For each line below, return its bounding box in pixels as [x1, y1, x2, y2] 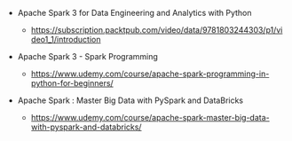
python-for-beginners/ [30, 78, 114, 88]
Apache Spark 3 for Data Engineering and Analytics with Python [17, 8, 252, 18]
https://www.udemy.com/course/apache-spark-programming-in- [30, 68, 270, 79]
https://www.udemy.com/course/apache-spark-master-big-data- [30, 113, 270, 122]
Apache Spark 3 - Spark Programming [17, 51, 158, 61]
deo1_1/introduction [30, 35, 101, 44]
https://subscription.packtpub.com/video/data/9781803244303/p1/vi [30, 25, 283, 35]
